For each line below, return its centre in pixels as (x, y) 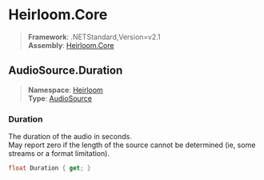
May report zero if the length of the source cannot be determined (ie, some (132, 145)
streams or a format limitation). (59, 154)
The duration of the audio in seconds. (70, 137)
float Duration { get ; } (50, 168)
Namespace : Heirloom (66, 90)
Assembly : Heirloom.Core (71, 45)
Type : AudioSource (60, 98)
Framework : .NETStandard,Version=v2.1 (94, 37)
